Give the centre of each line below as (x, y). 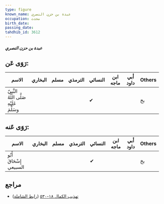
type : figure (18, 10)
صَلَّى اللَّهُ (17, 97)
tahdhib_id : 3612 (23, 32)
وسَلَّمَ (13, 109)
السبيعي (16, 167)
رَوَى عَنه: (17, 127)
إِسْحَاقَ (15, 161)
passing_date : (20, 28)
